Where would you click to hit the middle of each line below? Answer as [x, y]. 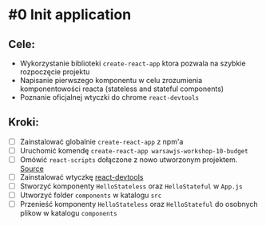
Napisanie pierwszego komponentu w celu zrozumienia [111, 80]
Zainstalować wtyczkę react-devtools [81, 177]
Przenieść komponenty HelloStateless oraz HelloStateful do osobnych [139, 204]
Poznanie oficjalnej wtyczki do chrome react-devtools [109, 97]
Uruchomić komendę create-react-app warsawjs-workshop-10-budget [134, 150]
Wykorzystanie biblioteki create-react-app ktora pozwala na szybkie [133, 63]
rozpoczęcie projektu [55, 72]
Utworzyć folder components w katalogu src [91, 195]
